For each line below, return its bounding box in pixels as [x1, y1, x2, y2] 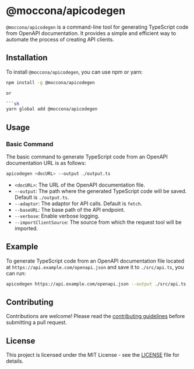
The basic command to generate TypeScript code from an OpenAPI [6, 153, 168, 160]
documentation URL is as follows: [6, 159, 86, 166]
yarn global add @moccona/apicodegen [6, 106, 98, 112]
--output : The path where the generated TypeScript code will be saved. [14, 187, 187, 194]
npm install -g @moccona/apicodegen [6, 80, 95, 85]
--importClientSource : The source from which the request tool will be [14, 218, 182, 226]
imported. [14, 225, 38, 232]
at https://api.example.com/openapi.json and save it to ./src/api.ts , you [6, 263, 185, 270]
